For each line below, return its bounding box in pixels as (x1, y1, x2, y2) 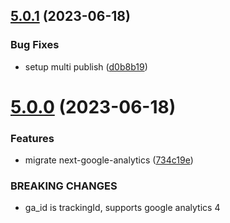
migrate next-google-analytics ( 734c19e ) (24, 154, 194, 166)
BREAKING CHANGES (10, 179, 118, 193)
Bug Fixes (10, 38, 60, 52)
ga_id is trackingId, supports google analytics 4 (24, 202, 221, 214)
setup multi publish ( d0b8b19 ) (24, 60, 148, 73)
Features (10, 131, 55, 145)
